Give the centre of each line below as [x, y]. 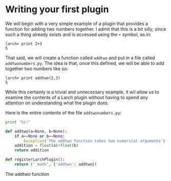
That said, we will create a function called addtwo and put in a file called [80, 58]
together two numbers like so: [37, 69]
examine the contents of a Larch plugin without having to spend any [77, 97]
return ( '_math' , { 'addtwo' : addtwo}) [56, 165]
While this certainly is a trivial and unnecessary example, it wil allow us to [82, 92]
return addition [32, 150]
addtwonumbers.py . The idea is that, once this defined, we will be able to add [85, 63]
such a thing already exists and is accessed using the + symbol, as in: [78, 34]
